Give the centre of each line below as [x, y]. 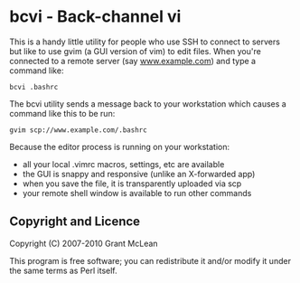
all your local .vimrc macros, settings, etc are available [123, 164]
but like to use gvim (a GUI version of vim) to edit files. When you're [136, 51]
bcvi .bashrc [34, 87]
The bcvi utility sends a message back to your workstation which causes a [148, 104]
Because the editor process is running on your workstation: [120, 146]
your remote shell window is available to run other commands [137, 193]
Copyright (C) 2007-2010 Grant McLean [84, 243]
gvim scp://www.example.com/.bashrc [78, 130]
